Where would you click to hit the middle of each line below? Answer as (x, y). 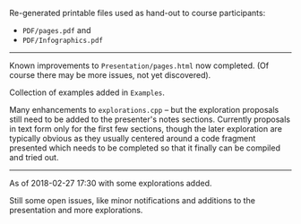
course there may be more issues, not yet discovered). (110, 75)
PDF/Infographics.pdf (62, 40)
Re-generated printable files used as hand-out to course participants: (138, 13)
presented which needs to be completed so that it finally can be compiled (145, 148)
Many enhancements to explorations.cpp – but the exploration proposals (144, 110)
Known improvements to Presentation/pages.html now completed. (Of (139, 65)
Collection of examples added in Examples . (87, 92)
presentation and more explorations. (76, 210)
